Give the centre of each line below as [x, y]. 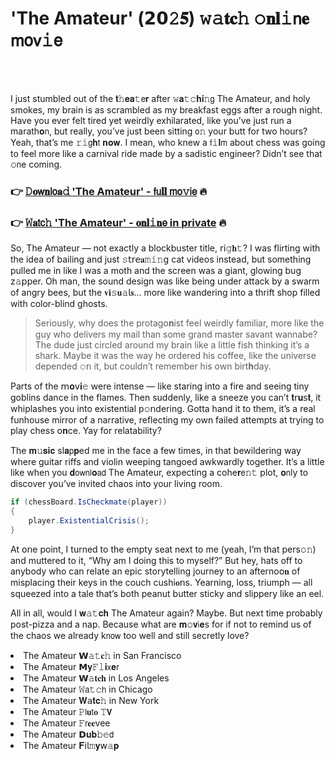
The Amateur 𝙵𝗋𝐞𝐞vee [67, 723]
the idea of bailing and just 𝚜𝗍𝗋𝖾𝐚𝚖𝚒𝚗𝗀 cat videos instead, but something [161, 259]
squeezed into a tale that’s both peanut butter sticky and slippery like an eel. [167, 593]
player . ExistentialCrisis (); [89, 520]
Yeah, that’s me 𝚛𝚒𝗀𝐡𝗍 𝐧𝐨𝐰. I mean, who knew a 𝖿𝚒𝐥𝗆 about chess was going [168, 142]
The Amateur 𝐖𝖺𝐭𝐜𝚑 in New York [91, 700]
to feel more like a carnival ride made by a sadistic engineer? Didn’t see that [166, 153]
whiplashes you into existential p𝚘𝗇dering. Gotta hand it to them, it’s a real [163, 409]
